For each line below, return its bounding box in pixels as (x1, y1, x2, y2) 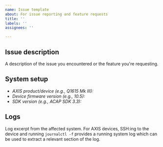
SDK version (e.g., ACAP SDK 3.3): (12, 98, 81, 104)
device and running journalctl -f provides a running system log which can (5, 131, 158, 137)
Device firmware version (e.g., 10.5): (12, 93, 85, 99)
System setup (5, 75, 48, 83)
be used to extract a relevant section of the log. (5, 136, 101, 142)
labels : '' (5, 21, 27, 26)
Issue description (5, 48, 60, 56)
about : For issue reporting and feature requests (5, 12, 108, 17)
